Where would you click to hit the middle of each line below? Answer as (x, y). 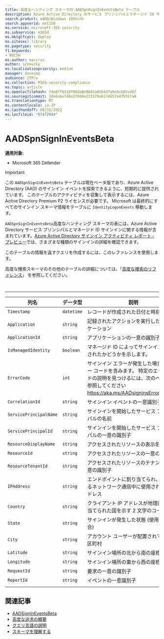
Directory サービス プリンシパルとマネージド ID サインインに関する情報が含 (81, 230)
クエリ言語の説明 (29, 625)
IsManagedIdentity (29, 350)
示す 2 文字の (137, 511)
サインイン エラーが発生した (120, 363)
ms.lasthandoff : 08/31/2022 (34, 110)
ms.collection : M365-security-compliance (48, 82)
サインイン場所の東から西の (119, 562)
